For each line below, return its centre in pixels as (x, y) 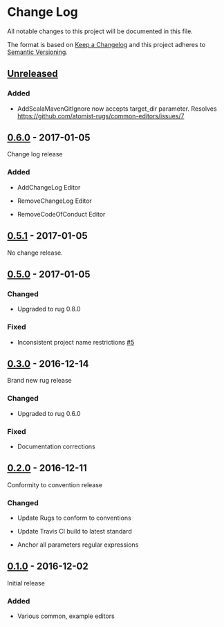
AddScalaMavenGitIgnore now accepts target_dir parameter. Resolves (117, 109)
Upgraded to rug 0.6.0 (49, 413)
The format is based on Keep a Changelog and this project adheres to (106, 44)
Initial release (26, 583)
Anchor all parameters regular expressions (78, 545)
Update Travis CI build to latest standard (75, 531)
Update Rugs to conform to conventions (74, 518)
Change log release (35, 154)
